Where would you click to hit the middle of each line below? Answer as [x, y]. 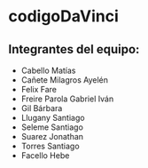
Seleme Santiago [52, 127]
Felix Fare [39, 89]
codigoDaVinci [63, 16]
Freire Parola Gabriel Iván [67, 99]
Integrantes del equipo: [74, 49]
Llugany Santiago [53, 118]
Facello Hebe [45, 156]
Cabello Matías [48, 70]
